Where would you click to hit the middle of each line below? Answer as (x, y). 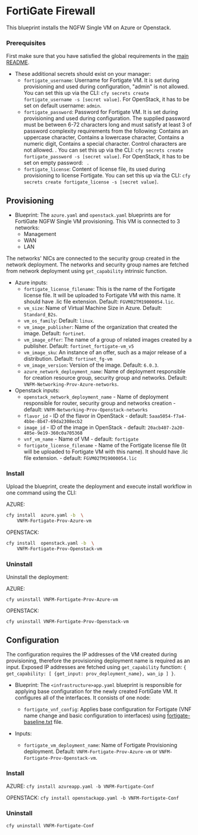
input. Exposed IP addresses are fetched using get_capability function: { (96, 667)
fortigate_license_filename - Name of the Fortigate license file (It (105, 446)
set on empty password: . (56, 163)
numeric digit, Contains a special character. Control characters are (105, 144)
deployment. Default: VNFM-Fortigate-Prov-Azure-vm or (91, 751)
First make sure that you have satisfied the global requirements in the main (98, 56)
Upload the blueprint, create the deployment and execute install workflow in (99, 486)
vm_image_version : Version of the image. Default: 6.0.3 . (91, 365)
